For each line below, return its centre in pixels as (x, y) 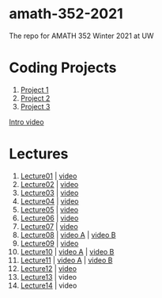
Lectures (39, 154)
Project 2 (35, 98)
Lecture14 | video (49, 285)
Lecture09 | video (49, 243)
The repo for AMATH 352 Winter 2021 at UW (81, 36)
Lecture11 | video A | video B (66, 260)
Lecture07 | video (49, 226)
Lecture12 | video (49, 268)
